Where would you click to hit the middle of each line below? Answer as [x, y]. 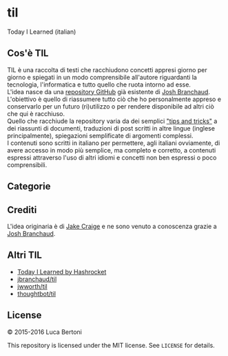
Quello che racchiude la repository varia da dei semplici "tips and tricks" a [112, 121]
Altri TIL [25, 255]
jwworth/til [32, 286]
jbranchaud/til [37, 279]
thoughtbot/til [37, 293]
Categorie [29, 187]
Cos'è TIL [28, 53]
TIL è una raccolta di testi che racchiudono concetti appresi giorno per [107, 69]
